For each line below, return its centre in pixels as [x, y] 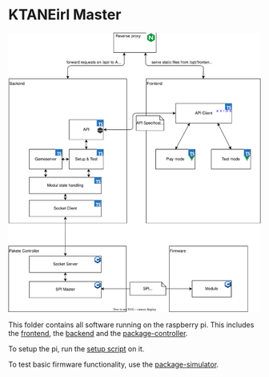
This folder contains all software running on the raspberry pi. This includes [131, 324]
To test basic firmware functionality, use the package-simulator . [113, 364]
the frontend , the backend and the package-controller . [98, 333]
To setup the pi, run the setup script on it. [76, 349]
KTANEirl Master [65, 15]
